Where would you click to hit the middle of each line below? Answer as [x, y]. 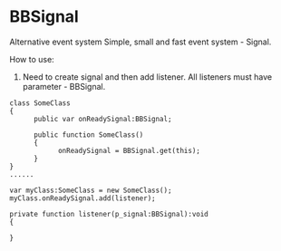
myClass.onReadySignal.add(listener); [82, 198]
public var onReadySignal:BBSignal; [102, 119]
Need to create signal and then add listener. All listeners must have [147, 77]
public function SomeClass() [88, 135]
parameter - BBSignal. [64, 86]
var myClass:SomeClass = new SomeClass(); [91, 190]
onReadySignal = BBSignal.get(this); [129, 150]
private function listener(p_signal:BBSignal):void [109, 214]
